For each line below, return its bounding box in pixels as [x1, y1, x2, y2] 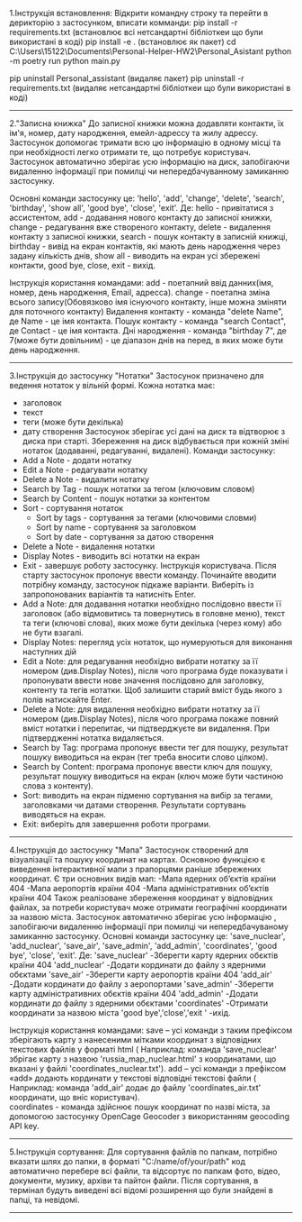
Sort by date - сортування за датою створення [35, 532, 214, 542]
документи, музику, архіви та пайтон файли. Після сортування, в [9, 1175, 259, 1186]
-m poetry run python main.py [9, 56, 121, 66]
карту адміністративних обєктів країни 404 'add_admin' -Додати [9, 989, 259, 999]
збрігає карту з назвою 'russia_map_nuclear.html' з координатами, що [9, 1053, 277, 1064]
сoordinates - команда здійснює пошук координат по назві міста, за [9, 1101, 271, 1112]
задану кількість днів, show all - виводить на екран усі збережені [9, 251, 261, 260]
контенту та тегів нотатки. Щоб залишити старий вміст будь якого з [22, 685, 283, 695]
